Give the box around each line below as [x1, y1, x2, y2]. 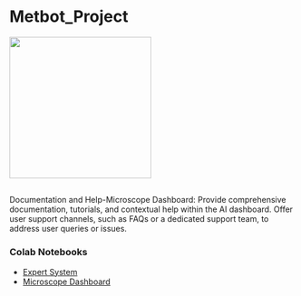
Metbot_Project [9, 6, 129, 27]
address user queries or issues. [9, 224, 127, 234]
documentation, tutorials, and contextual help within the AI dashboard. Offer [9, 204, 293, 215]
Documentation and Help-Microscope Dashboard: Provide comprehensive [9, 195, 286, 205]
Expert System [22, 266, 78, 277]
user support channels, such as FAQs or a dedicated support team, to [9, 214, 269, 224]
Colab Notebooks [9, 246, 88, 259]
